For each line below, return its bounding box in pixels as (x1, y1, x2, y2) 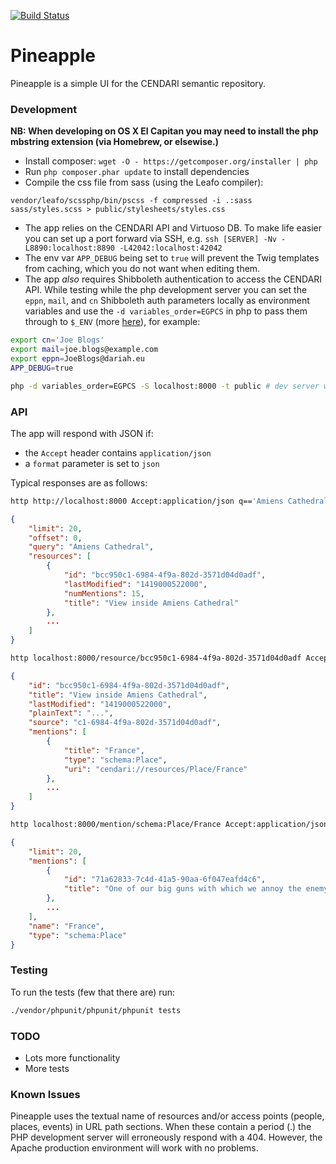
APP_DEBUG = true (10, 363, 74, 373)
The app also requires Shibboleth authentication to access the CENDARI (24, 273, 323, 285)
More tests (24, 1062, 70, 1074)
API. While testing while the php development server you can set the (24, 284, 308, 296)
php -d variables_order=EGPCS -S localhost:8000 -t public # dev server (10, 381, 320, 391)
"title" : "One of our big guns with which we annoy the (63, 884, 302, 894)
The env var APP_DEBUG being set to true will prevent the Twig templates (24, 252, 320, 264)
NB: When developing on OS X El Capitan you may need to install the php (10, 125, 319, 137)
